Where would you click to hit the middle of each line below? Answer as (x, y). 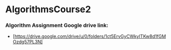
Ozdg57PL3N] (28, 42)
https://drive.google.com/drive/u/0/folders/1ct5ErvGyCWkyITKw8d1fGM (90, 36)
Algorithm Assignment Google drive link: (57, 26)
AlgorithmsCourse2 (48, 9)
